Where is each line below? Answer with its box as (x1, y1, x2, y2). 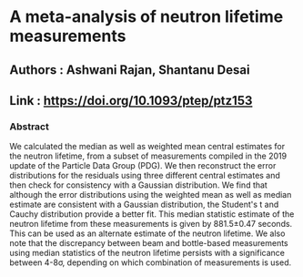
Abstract (9, 120, 50, 133)
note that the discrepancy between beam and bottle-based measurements (9, 238, 288, 249)
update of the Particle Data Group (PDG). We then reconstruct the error (9, 160, 277, 171)
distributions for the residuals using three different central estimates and (9, 170, 280, 181)
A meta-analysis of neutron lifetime (9, 6, 284, 27)
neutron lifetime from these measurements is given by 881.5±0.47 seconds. (9, 219, 293, 230)
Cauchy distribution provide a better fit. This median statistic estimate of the (9, 209, 295, 220)
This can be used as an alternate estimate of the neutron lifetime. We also (9, 228, 286, 239)
